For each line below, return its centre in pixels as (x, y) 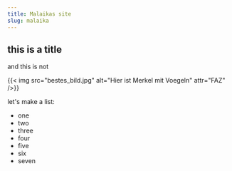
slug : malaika (28, 21)
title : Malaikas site (39, 14)
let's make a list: (31, 102)
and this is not (28, 67)
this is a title (35, 50)
